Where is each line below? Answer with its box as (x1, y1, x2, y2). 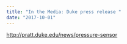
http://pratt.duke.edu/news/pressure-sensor (6, 31, 118, 38)
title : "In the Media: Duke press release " (6, 8, 122, 15)
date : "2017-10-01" (6, 14, 56, 20)
